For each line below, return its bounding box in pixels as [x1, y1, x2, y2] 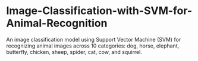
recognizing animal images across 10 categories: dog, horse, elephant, [6, 42, 180, 49]
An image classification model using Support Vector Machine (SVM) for [6, 36, 181, 43]
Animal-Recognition [6, 16, 108, 30]
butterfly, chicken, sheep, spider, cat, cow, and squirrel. [6, 48, 143, 55]
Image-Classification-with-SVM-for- [6, 4, 193, 18]
